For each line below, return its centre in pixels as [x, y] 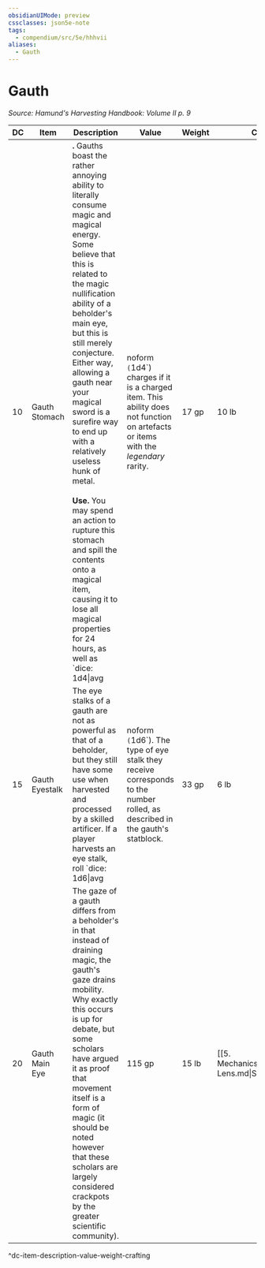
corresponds [151, 779]
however [88, 1147]
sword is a [91, 412]
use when [90, 779]
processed [92, 809]
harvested [91, 789]
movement [92, 1087]
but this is [90, 333]
